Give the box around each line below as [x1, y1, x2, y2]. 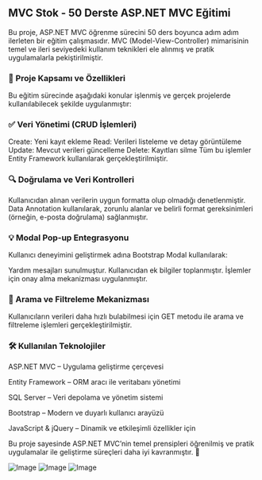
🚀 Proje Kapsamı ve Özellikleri [8, 72, 125, 83]
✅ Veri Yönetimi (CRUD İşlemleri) [8, 119, 137, 130]
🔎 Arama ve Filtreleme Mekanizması [8, 293, 149, 304]
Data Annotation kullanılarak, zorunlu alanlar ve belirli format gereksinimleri [8, 203, 253, 213]
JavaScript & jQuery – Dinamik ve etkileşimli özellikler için [8, 423, 196, 432]
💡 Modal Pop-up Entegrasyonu [8, 232, 129, 243]
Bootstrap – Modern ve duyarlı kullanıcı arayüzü [8, 408, 164, 417]
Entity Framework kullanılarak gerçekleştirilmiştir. [8, 154, 168, 164]
